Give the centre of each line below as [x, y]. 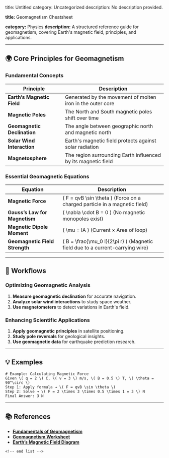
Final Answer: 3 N [24, 396]
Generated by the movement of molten [111, 97]
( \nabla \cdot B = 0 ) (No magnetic [104, 212]
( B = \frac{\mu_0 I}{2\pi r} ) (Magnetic [108, 241]
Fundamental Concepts [34, 76]
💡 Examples [24, 362]
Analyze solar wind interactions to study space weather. [72, 301]
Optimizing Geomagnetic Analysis [48, 285]
